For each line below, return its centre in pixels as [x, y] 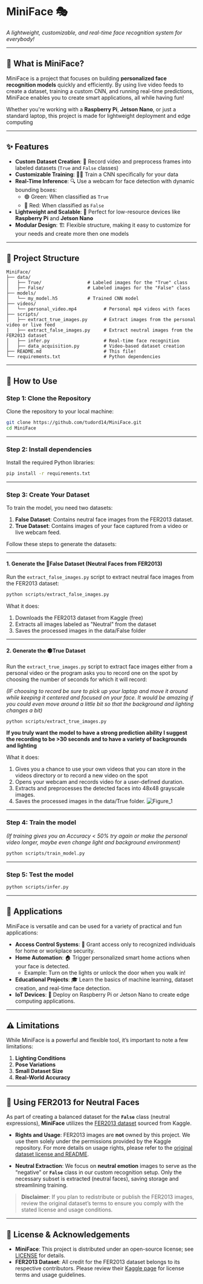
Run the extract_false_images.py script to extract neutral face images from [100, 577]
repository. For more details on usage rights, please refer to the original [104, 1148]
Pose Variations [35, 1064]
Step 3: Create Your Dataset [48, 495]
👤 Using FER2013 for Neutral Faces [73, 1102]
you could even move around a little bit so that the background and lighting [100, 704]
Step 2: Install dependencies [49, 449]
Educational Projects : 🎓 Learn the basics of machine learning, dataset [104, 979]
